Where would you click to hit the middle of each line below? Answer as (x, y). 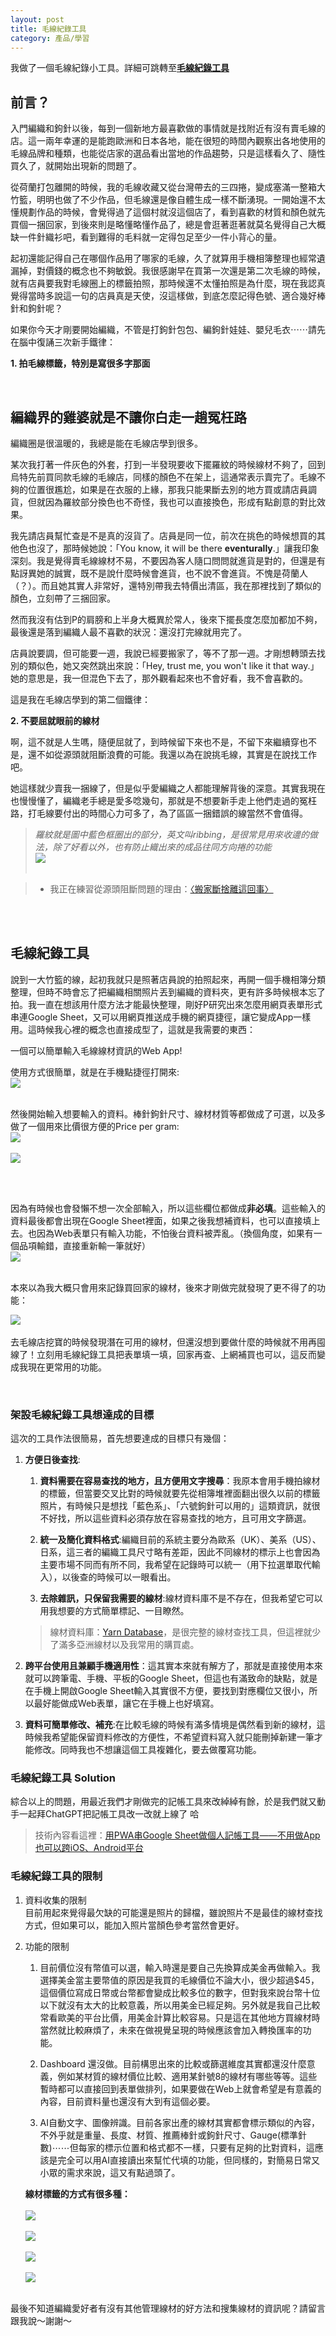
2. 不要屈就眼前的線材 (55, 720)
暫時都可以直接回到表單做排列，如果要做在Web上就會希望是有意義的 (180, 2088)
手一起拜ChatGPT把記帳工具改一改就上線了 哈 (105, 1814)
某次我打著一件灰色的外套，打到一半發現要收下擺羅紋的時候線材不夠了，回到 (168, 464)
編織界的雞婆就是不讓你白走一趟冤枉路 (128, 417)
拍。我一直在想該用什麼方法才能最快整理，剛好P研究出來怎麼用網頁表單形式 (166, 1004)
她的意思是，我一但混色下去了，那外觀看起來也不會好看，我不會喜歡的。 (159, 678)
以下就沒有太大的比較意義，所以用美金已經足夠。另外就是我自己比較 (180, 2005)
